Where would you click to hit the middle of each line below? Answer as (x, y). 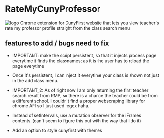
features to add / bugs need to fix (57, 44)
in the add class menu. (35, 80)
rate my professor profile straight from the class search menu (67, 28)
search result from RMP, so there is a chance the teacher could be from (85, 95)
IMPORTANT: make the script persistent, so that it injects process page (84, 55)
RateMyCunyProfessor (53, 9)
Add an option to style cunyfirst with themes (57, 130)
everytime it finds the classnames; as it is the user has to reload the (81, 61)
